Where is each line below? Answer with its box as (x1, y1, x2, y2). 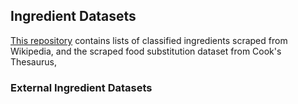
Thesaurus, (10, 55, 57, 68)
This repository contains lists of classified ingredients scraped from (10, 34, 288, 46)
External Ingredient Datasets (10, 80, 153, 94)
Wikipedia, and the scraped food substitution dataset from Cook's (10, 45, 282, 57)
